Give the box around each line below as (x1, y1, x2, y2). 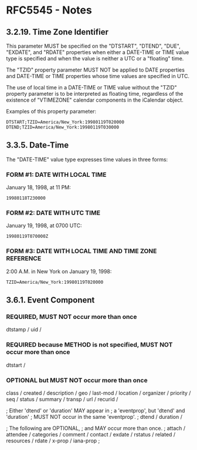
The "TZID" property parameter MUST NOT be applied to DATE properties (6, 66, 185, 73)
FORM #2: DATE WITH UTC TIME (6, 209, 101, 217)
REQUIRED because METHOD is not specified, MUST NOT (6, 341, 173, 349)
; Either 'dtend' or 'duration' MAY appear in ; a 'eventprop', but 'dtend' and (6, 407, 185, 414)
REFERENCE (6, 254, 42, 263)
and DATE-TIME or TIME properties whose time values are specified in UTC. (6, 73, 189, 79)
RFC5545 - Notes (6, 4, 92, 17)
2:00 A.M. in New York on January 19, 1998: (6, 268, 112, 275)
